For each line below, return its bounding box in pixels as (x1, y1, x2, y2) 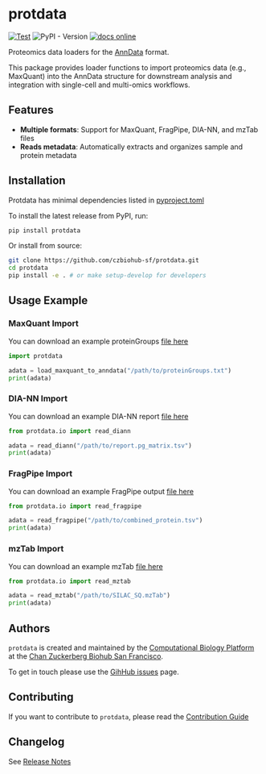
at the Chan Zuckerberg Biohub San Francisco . (8, 651, 163, 661)
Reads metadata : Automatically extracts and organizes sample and (19, 142, 243, 152)
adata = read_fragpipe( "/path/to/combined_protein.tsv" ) (8, 517, 203, 525)
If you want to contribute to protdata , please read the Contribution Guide (8, 711, 249, 722)
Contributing (8, 690, 74, 704)
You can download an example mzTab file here (8, 561, 163, 571)
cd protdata (8, 264, 48, 273)
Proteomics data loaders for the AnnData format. (8, 47, 170, 56)
